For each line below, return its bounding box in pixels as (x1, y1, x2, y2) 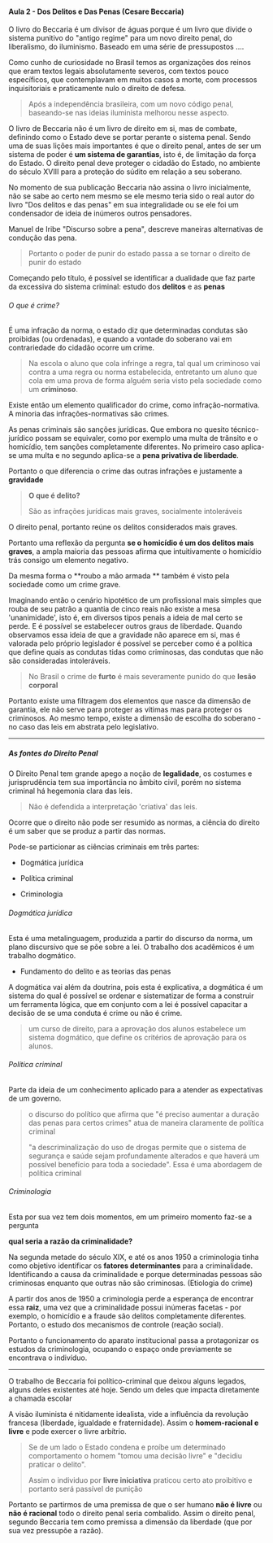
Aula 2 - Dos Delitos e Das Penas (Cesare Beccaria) (8, 7, 184, 16)
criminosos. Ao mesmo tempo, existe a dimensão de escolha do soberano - (8, 713, 262, 723)
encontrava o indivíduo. (8, 1353, 88, 1362)
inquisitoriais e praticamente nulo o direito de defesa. (8, 84, 187, 94)
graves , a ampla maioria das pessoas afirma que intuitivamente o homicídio (8, 547, 262, 556)
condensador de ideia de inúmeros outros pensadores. (8, 208, 193, 219)
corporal (28, 680, 58, 691)
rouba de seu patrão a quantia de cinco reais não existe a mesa (8, 604, 221, 614)
